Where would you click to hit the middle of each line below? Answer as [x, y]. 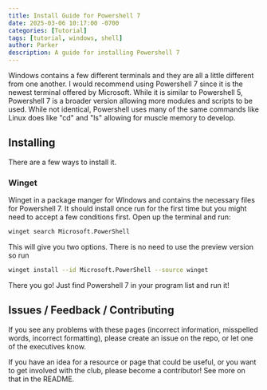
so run [19, 255]
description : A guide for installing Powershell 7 [94, 53]
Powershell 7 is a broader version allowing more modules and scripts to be [131, 101]
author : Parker [33, 45]
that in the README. [41, 379]
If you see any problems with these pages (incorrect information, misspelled [133, 329]
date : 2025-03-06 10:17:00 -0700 [64, 23]
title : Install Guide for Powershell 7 [75, 16]
